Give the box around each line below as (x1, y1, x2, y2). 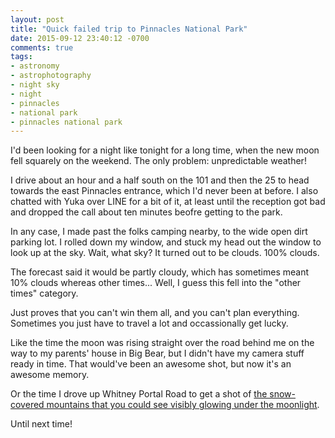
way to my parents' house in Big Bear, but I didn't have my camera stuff (10, 347, 305, 360)
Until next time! (10, 418, 73, 430)
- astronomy (10, 61, 60, 71)
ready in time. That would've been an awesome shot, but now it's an (10, 358, 292, 370)
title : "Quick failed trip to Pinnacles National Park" (10, 24, 248, 34)
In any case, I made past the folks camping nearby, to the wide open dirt (10, 226, 308, 238)
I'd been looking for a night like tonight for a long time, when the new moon (10, 144, 320, 156)
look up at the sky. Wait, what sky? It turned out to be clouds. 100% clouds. (10, 247, 320, 259)
